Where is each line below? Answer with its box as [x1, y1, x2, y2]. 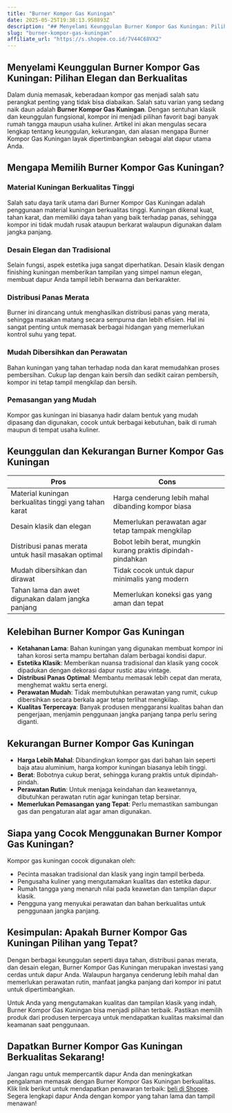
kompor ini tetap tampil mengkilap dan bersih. [7, 378, 137, 386]
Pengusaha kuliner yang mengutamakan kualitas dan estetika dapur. [17, 877, 212, 886]
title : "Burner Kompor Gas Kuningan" [7, 10, 116, 17]
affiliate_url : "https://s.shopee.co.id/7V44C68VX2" [7, 36, 162, 43]
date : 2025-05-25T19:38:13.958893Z [7, 17, 110, 23]
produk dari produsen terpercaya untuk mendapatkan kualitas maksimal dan [7, 1013, 224, 1021]
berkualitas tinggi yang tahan [10, 497, 105, 506]
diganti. [17, 718, 39, 726]
